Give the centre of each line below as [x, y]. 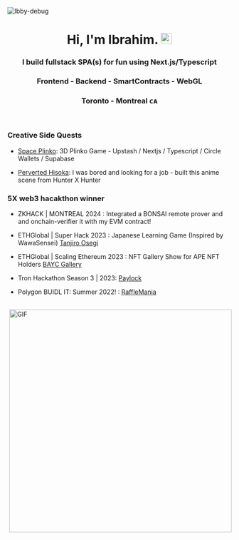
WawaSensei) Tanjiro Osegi [58, 243]
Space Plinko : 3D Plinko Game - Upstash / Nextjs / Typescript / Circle [119, 151]
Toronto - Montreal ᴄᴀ [119, 101]
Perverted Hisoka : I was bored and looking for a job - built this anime [118, 172]
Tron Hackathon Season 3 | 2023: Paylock [80, 277]
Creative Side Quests [45, 136]
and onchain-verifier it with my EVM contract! [84, 221]
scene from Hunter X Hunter [59, 180]
